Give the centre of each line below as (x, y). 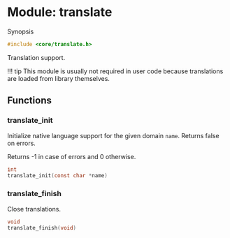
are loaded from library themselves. (59, 78)
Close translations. (34, 209)
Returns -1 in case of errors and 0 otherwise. (72, 156)
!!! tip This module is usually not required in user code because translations (115, 71)
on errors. (22, 143)
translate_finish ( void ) (42, 228)
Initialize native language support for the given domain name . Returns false (113, 135)
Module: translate (60, 12)
